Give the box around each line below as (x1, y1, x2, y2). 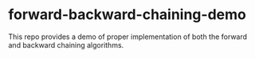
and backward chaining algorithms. (8, 40, 124, 49)
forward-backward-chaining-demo (8, 6, 247, 24)
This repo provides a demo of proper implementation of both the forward (8, 32, 248, 41)
